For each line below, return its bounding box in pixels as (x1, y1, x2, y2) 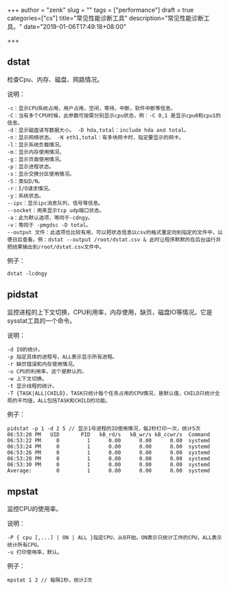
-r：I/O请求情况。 (7, 185, 54, 192)
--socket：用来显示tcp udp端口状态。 (7, 207, 105, 214)
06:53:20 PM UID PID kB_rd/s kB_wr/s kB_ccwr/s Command (7, 431, 211, 438)
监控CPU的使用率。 (7, 505, 62, 513)
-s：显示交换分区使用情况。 (7, 170, 76, 177)
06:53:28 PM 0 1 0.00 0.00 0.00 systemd (7, 455, 211, 462)
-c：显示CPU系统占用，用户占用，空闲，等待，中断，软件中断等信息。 (7, 104, 176, 112)
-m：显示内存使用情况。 (7, 148, 65, 155)
